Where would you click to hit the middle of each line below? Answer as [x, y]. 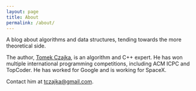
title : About [22, 17]
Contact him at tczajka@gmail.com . [50, 81]
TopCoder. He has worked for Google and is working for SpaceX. [86, 70]
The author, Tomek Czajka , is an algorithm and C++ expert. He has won [94, 58]
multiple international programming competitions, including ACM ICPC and [98, 64]
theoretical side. [26, 46]
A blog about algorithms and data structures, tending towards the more [94, 40]
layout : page [22, 12]
